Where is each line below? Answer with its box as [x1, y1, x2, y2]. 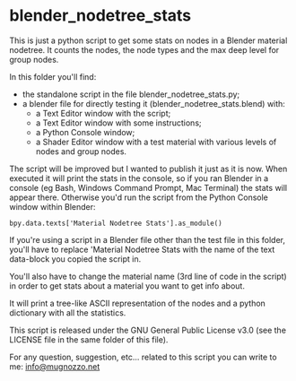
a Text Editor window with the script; [35, 108, 171, 118]
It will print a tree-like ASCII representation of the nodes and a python [9, 298, 266, 308]
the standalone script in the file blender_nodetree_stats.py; [22, 89, 240, 100]
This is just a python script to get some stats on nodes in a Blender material [9, 35, 288, 46]
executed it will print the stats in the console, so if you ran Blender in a [9, 172, 269, 184]
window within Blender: [9, 201, 96, 212]
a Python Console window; [35, 126, 135, 137]
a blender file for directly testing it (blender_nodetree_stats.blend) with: [22, 98, 285, 108]
